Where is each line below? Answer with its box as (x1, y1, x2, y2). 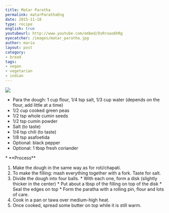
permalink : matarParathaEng (5, 12, 65, 17)
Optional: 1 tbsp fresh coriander (12, 145, 78, 151)
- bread (5, 54, 22, 60)
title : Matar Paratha (5, 7, 51, 13)
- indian (5, 73, 24, 78)
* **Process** (5, 155, 36, 161)
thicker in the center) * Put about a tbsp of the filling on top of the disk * (12, 181, 162, 187)
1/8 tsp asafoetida (12, 134, 50, 140)
